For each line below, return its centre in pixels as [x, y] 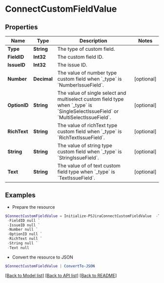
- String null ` [22, 243]
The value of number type [87, 73]
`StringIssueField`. [78, 158]
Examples [20, 195]
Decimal [43, 79]
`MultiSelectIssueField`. [84, 117]
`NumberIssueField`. [81, 85]
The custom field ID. [81, 57]
